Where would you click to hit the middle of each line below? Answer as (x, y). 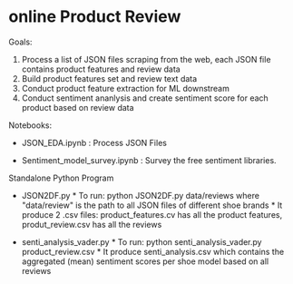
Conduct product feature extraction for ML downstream (126, 88)
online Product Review (95, 17)
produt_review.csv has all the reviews (92, 224)
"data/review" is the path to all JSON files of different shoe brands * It (152, 205)
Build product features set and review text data (109, 78)
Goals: (20, 42)
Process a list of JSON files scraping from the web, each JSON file (146, 59)
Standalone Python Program (61, 178)
